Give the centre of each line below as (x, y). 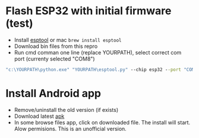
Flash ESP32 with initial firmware (89, 11)
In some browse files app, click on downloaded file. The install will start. (102, 122)
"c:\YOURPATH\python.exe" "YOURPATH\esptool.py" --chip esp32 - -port (94, 69)
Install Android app (53, 94)
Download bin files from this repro (56, 46)
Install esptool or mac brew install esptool (68, 40)
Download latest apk (39, 116)
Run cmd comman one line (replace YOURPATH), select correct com (98, 52)
